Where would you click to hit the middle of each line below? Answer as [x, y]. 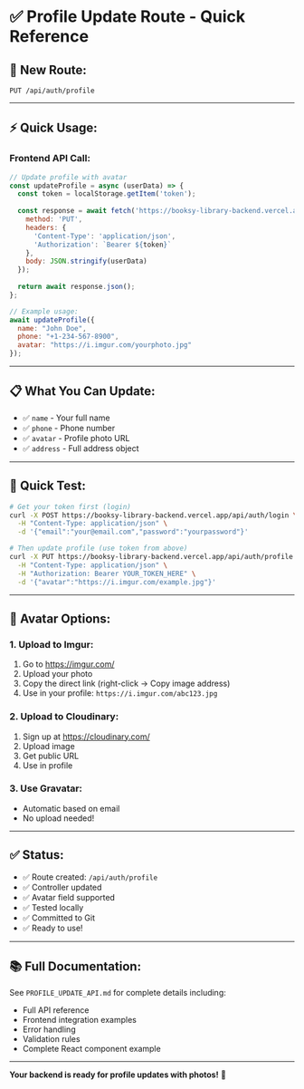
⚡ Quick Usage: [53, 128]
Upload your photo [57, 674]
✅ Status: [37, 855]
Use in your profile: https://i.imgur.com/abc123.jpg [120, 693]
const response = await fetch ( [76, 211]
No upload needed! [58, 818]
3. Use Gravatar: [46, 788]
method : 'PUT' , [54, 219]
